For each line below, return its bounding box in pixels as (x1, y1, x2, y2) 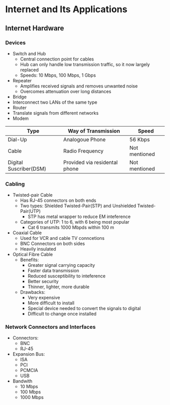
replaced (20, 67, 39, 73)
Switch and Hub (12, 50, 47, 56)
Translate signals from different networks (12, 110, 99, 116)
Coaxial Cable (12, 230, 42, 236)
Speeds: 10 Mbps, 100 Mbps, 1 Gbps (20, 72, 96, 78)
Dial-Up (8, 136, 27, 143)
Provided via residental (63, 159, 118, 166)
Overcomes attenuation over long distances (20, 88, 111, 95)
